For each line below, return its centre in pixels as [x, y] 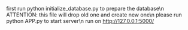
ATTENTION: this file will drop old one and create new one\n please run [94, 15]
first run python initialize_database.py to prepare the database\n [85, 9]
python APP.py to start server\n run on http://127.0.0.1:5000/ [80, 21]
